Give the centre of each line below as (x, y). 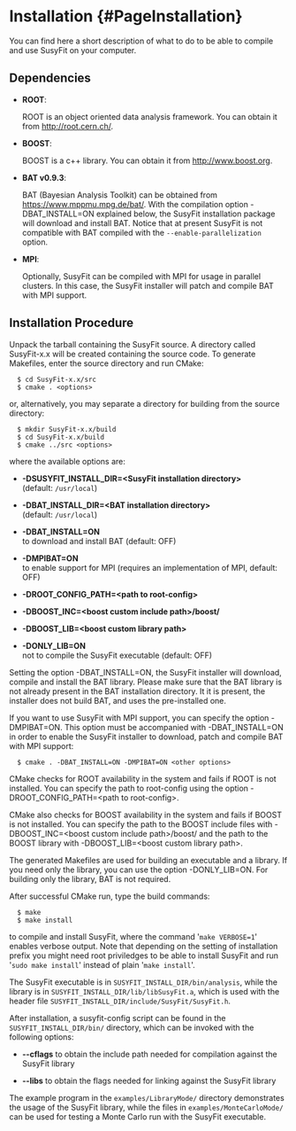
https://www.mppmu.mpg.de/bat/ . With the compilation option (135, 204)
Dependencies (50, 78)
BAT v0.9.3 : (44, 177)
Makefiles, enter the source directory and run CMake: (106, 363)
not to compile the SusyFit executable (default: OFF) (117, 655)
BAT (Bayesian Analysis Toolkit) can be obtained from (120, 195)
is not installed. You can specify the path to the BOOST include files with (141, 824)
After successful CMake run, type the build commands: (110, 896)
